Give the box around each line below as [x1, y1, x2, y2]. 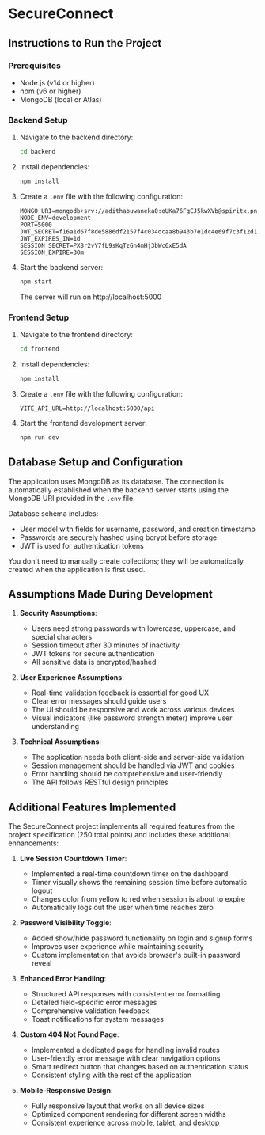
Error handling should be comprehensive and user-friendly [31, 769, 223, 779]
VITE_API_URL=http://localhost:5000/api [19, 404, 155, 412]
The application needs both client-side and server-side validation [31, 753, 244, 762]
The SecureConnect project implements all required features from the [8, 822, 236, 831]
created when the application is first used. [8, 564, 146, 574]
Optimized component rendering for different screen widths [31, 1110, 227, 1119]
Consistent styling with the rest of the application [31, 1070, 192, 1080]
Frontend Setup [8, 312, 70, 323]
